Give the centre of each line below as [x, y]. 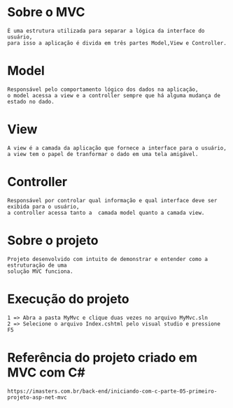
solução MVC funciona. [40, 271]
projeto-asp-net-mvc [37, 397]
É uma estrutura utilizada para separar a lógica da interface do [106, 31]
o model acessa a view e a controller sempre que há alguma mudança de [114, 95]
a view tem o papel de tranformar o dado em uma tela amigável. [103, 154]
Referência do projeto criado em [103, 357]
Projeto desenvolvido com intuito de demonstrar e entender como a [108, 259]
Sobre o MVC [46, 12]
